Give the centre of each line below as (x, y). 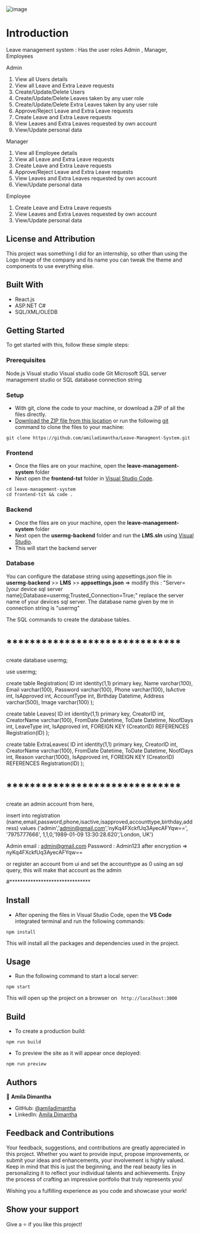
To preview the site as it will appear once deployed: (78, 1053)
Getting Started (35, 330)
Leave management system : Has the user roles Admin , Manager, (87, 49)
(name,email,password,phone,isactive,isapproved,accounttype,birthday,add (99, 822)
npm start (18, 987)
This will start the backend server (56, 548)
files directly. (30, 414)
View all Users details (41, 79)
